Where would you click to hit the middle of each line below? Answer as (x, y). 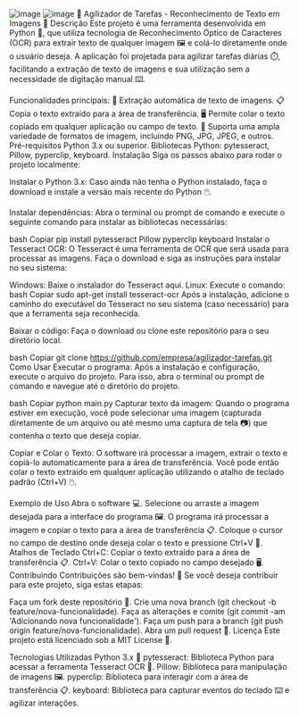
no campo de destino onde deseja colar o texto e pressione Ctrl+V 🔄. (136, 543)
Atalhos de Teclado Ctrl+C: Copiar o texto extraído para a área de (130, 552)
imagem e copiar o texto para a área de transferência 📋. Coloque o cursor (146, 530)
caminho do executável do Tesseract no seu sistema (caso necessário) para (149, 304)
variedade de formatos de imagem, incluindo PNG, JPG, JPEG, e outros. (141, 136)
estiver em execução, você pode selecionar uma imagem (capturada (135, 413)
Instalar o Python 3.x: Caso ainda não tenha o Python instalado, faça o (138, 182)
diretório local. (36, 340)
